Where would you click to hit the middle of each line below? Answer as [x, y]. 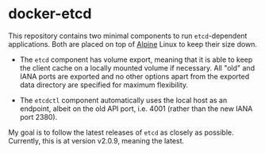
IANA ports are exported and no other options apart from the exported [134, 76]
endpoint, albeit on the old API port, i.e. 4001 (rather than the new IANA [136, 109]
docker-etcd [50, 14]
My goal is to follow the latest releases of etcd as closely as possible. [121, 132]
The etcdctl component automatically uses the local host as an [123, 100]
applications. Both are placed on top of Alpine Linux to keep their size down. [133, 44]
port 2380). [38, 117]
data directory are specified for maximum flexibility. [104, 85]
